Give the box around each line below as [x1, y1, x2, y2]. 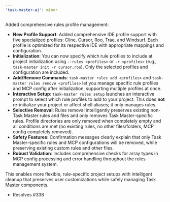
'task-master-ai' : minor [5, 7, 58, 13]
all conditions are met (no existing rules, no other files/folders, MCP [12, 123, 154, 129]
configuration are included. [12, 69, 70, 75]
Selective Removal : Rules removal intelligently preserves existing [12, 107, 150, 113]
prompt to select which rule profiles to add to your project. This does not [12, 96, 165, 102]
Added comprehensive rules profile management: [5, 21, 109, 27]
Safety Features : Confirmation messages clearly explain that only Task [12, 134, 161, 140]
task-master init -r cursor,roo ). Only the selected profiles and [12, 64, 148, 70]
